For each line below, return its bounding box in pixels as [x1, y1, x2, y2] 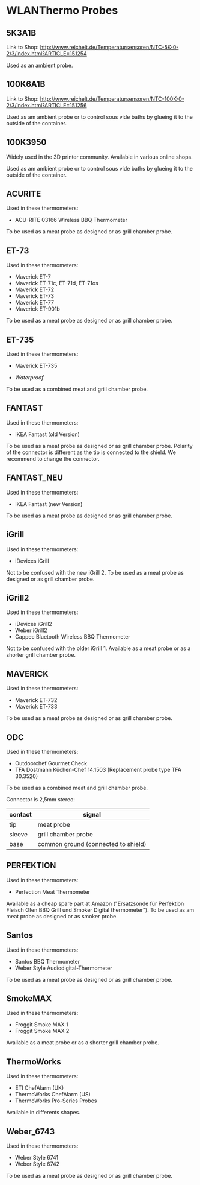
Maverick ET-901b [14, 305, 60, 312]
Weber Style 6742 [14, 1160, 60, 1168]
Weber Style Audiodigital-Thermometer [14, 964, 112, 972]
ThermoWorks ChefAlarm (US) [14, 1091, 91, 1098]
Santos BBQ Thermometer [14, 958, 80, 965]
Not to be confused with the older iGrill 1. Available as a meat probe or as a [6, 645, 191, 652]
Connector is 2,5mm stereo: [6, 795, 75, 803]
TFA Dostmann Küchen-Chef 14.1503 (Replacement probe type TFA [14, 766, 182, 773]
